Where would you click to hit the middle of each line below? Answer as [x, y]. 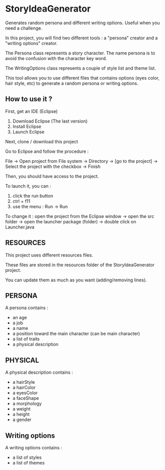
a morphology [27, 403]
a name [20, 328]
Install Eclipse [27, 126]
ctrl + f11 [21, 201]
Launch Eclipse [28, 132]
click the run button [33, 196]
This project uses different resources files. [49, 255]
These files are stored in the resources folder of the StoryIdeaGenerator [80, 265]
